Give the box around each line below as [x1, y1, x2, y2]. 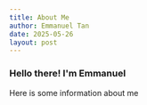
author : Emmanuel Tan [9, 21, 90, 30]
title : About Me [9, 12, 69, 22]
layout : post [9, 37, 58, 47]
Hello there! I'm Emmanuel [9, 68, 127, 80]
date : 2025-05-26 [9, 29, 74, 38]
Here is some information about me [9, 87, 139, 98]
